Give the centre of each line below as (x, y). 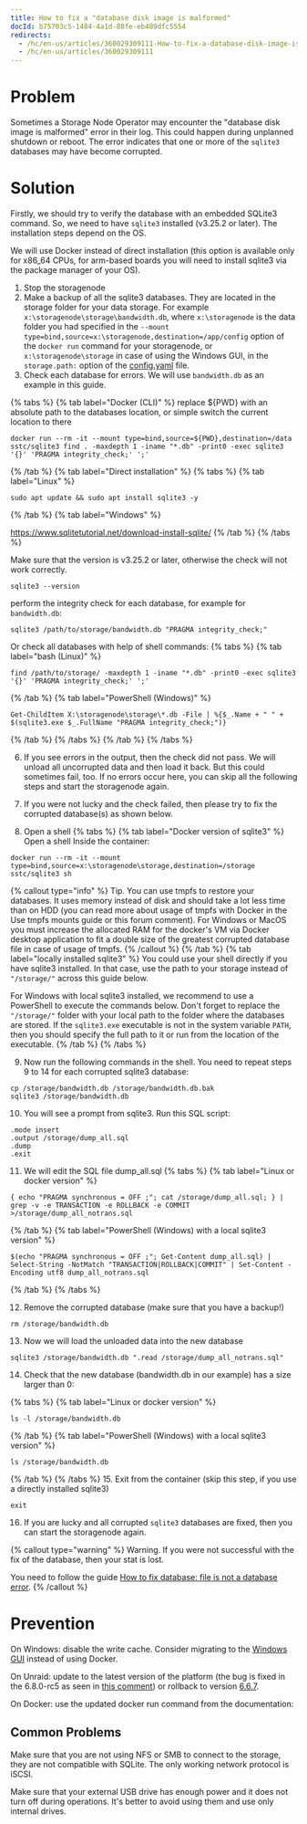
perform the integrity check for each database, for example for (128, 603)
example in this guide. (65, 385)
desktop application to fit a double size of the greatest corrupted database (150, 939)
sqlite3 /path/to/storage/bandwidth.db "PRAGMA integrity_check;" (139, 630)
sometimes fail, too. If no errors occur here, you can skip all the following (160, 776)
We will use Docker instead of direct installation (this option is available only (153, 251)
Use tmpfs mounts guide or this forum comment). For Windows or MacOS (148, 920)
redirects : (31, 35)
